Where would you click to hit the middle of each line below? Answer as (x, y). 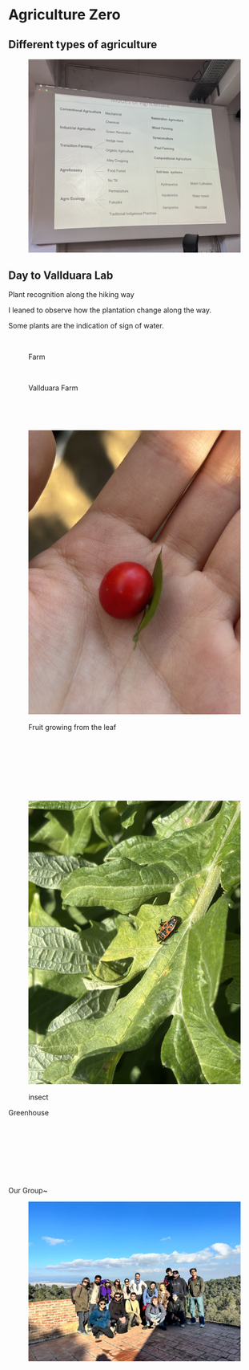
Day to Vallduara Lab (61, 275)
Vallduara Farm (53, 388)
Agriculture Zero (64, 15)
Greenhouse (29, 1112)
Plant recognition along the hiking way (71, 295)
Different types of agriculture (83, 45)
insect (38, 1097)
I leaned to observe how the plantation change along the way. (110, 310)
